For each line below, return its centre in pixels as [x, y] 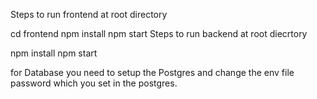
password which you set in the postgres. [94, 83]
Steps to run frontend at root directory [89, 14]
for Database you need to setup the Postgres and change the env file [152, 72]
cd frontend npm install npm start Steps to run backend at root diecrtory [159, 33]
